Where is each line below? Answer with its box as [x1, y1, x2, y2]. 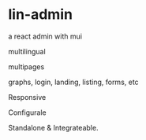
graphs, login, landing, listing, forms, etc [8, 77, 140, 87]
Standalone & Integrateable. [8, 123, 99, 132]
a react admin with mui [8, 31, 83, 41]
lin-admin [8, 6, 73, 24]
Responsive [8, 92, 47, 101]
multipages [8, 61, 45, 72]
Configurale [8, 108, 47, 117]
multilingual [8, 46, 46, 56]
